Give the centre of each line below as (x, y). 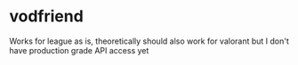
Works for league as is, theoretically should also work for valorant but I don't (149, 41)
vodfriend (47, 16)
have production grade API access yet (79, 50)
